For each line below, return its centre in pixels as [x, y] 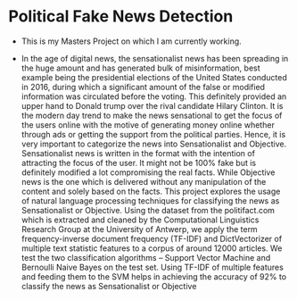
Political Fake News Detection [121, 17]
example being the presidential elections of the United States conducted [154, 77]
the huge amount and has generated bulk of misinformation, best [140, 68]
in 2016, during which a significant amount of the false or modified [143, 87]
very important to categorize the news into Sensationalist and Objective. [154, 144]
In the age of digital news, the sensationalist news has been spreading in [155, 58]
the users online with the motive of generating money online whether [148, 125]
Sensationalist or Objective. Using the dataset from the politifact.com [148, 210]
